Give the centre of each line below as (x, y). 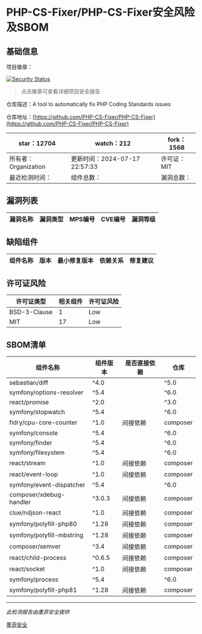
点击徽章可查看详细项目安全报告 (60, 91)
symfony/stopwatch (37, 412)
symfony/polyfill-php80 (43, 524)
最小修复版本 (76, 260)
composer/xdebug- (37, 495)
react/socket (27, 569)
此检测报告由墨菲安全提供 (38, 612)
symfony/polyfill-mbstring (46, 535)
